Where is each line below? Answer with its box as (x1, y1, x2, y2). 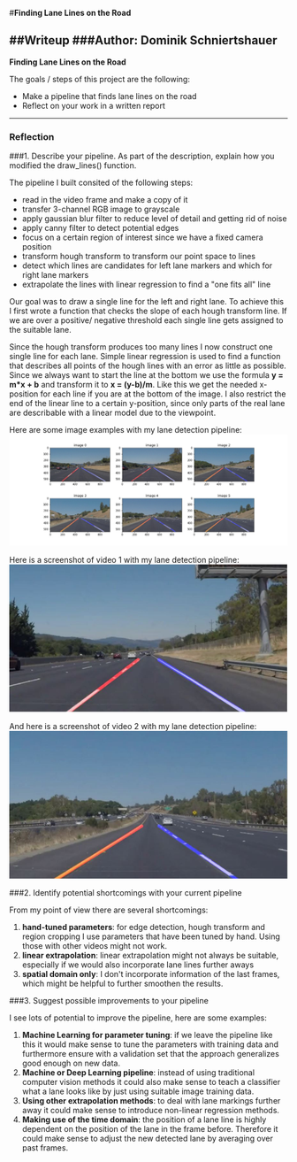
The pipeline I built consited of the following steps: (9, 177, 194, 189)
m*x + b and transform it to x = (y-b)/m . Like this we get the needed (9, 380, 258, 390)
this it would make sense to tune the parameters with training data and (21, 1039, 279, 1050)
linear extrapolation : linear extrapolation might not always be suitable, (21, 950, 279, 960)
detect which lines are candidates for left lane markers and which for (21, 260, 273, 271)
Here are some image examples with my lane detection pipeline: (9, 425, 243, 435)
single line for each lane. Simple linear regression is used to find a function (9, 351, 281, 362)
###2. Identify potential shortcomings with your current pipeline (9, 887, 242, 897)
